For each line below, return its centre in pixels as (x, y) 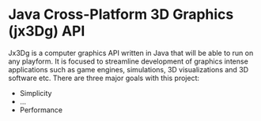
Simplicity (36, 93)
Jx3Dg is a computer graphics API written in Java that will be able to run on (131, 53)
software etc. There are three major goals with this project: (104, 78)
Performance (41, 110)
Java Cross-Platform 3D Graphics (121, 15)
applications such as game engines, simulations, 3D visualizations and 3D (129, 69)
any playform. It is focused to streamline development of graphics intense (129, 61)
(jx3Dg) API (47, 31)
